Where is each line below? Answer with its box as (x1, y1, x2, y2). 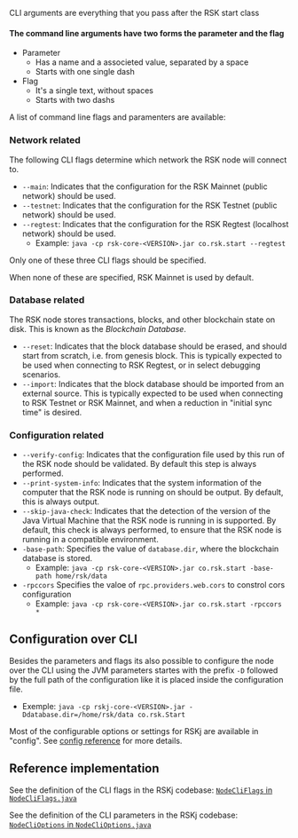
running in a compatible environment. (21, 534, 160, 545)
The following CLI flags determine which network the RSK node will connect (9, 154, 287, 165)
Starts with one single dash (35, 67, 135, 77)
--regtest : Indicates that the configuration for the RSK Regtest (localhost (21, 218, 289, 229)
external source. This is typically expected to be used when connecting (21, 388, 284, 399)
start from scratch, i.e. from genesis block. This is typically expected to (21, 350, 282, 360)
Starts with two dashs (35, 95, 115, 106)
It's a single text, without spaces (35, 85, 153, 96)
